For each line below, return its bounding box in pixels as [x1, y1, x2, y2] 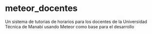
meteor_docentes [5, 3, 78, 14]
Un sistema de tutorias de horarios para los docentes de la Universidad [5, 19, 147, 24]
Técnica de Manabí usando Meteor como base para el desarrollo [5, 23, 135, 29]
